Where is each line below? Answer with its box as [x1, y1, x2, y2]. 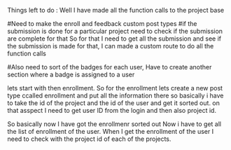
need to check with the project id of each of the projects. [7, 135, 171, 143]
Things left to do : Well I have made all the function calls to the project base [7, 6, 225, 14]
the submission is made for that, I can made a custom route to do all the [7, 42, 214, 50]
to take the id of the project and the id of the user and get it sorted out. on [7, 99, 220, 107]
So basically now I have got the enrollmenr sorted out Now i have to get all [7, 120, 222, 128]
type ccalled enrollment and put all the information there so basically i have [7, 91, 224, 100]
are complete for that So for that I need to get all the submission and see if [7, 34, 222, 43]
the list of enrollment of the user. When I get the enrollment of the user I [7, 128, 214, 135]
